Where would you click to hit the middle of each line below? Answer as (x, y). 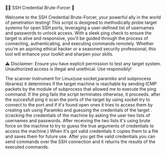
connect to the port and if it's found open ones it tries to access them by (79, 105)
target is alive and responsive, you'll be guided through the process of (77, 38)
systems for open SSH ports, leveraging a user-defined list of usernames (80, 28)
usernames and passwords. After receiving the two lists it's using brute (78, 121)
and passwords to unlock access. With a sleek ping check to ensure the (79, 33)
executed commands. (27, 147)
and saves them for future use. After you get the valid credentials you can (80, 136)
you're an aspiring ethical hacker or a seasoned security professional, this (81, 49)
